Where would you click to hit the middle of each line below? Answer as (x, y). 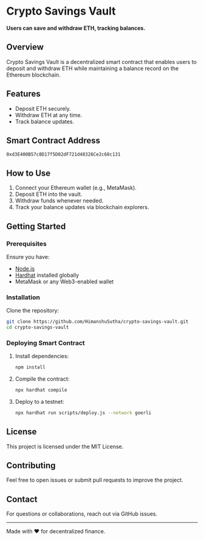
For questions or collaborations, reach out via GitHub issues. (82, 514)
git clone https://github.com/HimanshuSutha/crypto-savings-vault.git (97, 322)
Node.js (25, 268)
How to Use (29, 173)
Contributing (31, 466)
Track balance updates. (45, 121)
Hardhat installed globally (47, 275)
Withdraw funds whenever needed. (59, 201)
